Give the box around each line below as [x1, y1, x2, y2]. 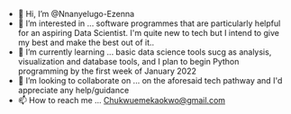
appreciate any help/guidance [17, 85, 130, 95]
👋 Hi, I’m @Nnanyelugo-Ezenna [17, 9, 135, 19]
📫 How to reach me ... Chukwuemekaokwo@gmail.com [17, 95, 226, 105]
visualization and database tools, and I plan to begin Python [17, 57, 240, 66]
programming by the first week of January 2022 [17, 66, 196, 76]
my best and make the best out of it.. [17, 37, 155, 48]
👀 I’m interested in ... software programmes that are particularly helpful [17, 18, 281, 29]
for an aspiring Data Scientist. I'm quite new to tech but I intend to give [17, 28, 279, 38]
